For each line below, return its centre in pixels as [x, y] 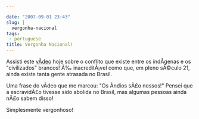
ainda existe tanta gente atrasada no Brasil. [59, 74]
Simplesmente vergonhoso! [40, 110]
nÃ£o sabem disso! [30, 98]
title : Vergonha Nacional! [40, 45]
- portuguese [25, 39]
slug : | [16, 22]
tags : [13, 33]
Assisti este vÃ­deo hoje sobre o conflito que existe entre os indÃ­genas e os [99, 61]
